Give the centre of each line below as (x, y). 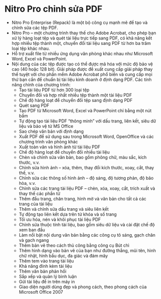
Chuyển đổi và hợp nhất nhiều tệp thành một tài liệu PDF (75, 95)
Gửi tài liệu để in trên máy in (47, 281)
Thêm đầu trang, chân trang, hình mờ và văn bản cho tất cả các (82, 199)
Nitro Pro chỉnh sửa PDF (54, 9)
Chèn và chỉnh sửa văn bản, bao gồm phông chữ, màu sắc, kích (83, 157)
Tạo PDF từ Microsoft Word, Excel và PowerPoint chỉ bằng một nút (85, 110)
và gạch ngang (34, 240)
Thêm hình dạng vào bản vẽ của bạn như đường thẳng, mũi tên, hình (87, 250)
